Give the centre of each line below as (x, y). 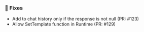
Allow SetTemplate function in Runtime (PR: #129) (64, 24)
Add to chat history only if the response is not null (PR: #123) (75, 19)
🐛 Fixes (14, 8)
